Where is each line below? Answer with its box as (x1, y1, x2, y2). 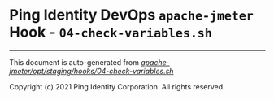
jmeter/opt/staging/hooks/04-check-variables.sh (9, 66, 174, 76)
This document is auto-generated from (9, 57, 139, 67)
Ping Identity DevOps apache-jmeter (9, 6, 254, 24)
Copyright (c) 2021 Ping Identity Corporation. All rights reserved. (9, 81, 226, 91)
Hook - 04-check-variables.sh (9, 23, 212, 41)
